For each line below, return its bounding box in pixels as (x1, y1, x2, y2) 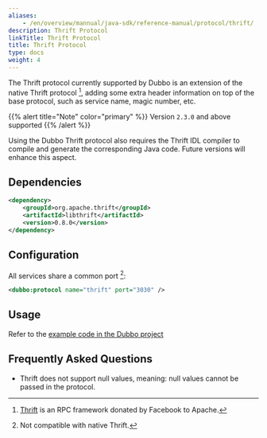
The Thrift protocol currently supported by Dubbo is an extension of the (8, 77, 243, 88)
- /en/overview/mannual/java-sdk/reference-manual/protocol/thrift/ (22, 19, 254, 27)
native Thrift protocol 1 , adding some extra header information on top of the (8, 86, 255, 97)
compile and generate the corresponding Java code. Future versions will (8, 144, 246, 154)
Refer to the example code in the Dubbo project (8, 329, 164, 338)
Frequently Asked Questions (8, 352, 153, 366)
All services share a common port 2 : (8, 269, 126, 280)
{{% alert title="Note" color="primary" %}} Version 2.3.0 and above (8, 111, 231, 121)
